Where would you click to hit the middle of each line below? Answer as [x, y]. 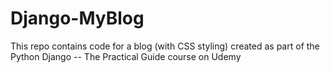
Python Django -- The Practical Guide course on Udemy [126, 56]
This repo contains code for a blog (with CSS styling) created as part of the [165, 46]
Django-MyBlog [77, 18]
